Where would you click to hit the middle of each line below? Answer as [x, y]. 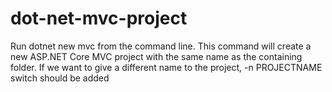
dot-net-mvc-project [99, 18]
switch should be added [60, 78]
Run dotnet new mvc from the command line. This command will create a [161, 46]
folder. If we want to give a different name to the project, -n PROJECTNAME [166, 67]
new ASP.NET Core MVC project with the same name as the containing [156, 56]
